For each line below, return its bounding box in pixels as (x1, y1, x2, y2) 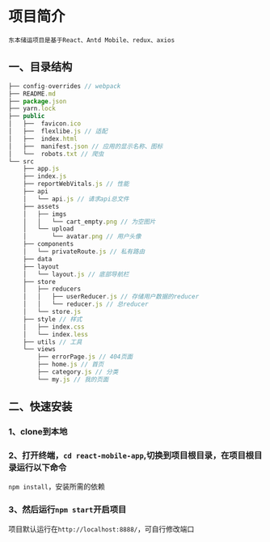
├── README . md (8, 90, 57, 98)
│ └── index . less (23, 330, 89, 338)
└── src (8, 157, 35, 166)
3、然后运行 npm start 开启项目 (8, 504, 127, 515)
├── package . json (8, 97, 67, 105)
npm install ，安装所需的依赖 (8, 482, 105, 492)
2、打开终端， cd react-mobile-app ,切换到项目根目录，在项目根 (8, 450, 255, 461)
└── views (23, 345, 57, 354)
